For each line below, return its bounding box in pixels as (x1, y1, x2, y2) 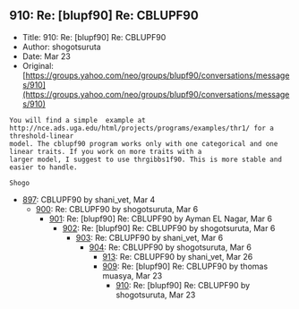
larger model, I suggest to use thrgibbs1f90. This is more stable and (9, 155, 282, 164)
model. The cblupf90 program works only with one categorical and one (9, 139, 278, 148)
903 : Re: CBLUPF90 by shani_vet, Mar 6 (75, 232, 224, 243)
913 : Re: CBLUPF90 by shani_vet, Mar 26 (102, 251, 253, 262)
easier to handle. (9, 162, 78, 172)
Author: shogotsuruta (21, 41, 101, 52)
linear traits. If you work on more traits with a (9, 147, 202, 156)
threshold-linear (9, 131, 74, 141)
